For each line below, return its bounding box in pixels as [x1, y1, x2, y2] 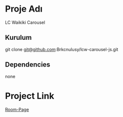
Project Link [5, 90, 55, 101]
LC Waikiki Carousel [5, 19, 45, 25]
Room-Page [5, 106, 29, 112]
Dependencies [5, 61, 50, 69]
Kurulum [5, 33, 32, 42]
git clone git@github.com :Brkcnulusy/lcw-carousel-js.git [5, 46, 119, 52]
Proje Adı [5, 3, 43, 15]
